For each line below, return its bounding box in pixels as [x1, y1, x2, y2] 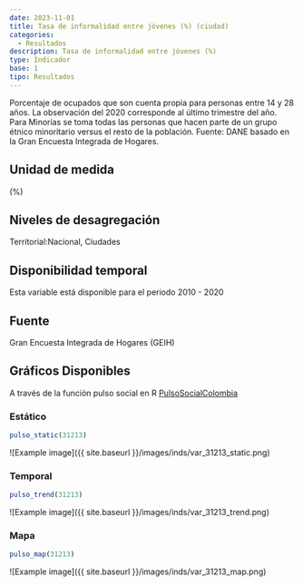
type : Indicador [9, 55, 71, 64]
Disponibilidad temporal [9, 262, 148, 278]
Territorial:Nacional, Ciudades [9, 237, 121, 248]
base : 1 [9, 64, 39, 73]
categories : [9, 30, 54, 39]
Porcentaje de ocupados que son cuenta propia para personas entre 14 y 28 [9, 97, 295, 108]
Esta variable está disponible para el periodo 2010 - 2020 [9, 287, 224, 298]
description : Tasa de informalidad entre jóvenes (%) [9, 47, 218, 56]
